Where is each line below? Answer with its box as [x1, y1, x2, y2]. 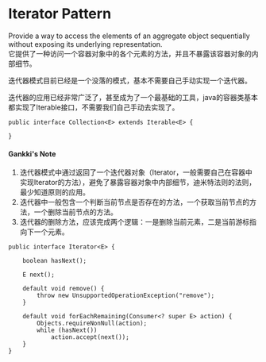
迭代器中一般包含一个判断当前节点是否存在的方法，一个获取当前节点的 [19, 198, 250, 207]
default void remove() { [22, 285, 105, 293]
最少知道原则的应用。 [19, 187, 90, 197]
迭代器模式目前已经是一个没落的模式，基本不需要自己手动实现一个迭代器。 [8, 75, 252, 85]
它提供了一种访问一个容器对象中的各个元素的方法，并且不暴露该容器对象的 [8, 48, 252, 58]
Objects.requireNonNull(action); [37, 319, 148, 328]
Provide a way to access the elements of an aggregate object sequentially [8, 31, 250, 40]
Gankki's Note [8, 148, 56, 159]
